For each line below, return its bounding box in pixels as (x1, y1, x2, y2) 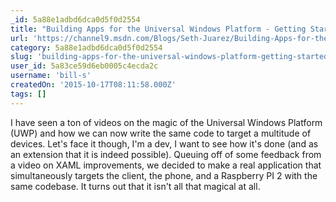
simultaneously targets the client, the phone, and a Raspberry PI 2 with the (10, 169, 318, 181)
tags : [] (10, 89, 47, 99)
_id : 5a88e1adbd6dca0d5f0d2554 (10, 14, 141, 25)
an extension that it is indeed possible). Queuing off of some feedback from (10, 148, 322, 160)
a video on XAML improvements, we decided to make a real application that (10, 159, 322, 171)
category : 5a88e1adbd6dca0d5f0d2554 (10, 42, 163, 53)
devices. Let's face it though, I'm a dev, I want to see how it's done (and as (10, 137, 319, 150)
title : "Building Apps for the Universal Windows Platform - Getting (10, 24, 307, 34)
